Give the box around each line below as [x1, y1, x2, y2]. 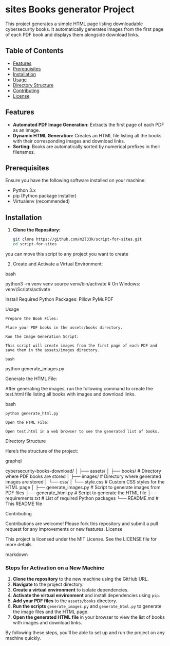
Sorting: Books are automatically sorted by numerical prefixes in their [12, 143, 161, 150]
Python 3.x [12, 187, 36, 193]
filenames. [12, 149, 35, 155]
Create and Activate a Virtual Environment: [12, 261, 103, 267]
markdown [5, 551, 28, 558]
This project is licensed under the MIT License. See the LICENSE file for [5, 536, 157, 542]
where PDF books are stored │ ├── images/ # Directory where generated [5, 473, 161, 479]
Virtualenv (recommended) [12, 198, 70, 204]
